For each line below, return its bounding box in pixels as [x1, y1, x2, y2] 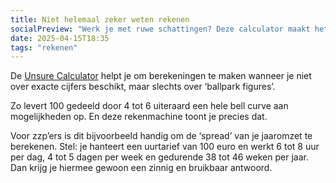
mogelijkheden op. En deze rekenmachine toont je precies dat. [10, 111, 268, 123]
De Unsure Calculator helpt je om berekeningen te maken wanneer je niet [10, 70, 312, 82]
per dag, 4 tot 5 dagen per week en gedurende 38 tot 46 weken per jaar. [10, 151, 309, 163]
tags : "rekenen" [10, 42, 78, 53]
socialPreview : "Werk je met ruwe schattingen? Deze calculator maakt [10, 24, 311, 34]
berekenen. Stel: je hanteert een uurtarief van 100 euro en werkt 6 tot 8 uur [10, 141, 320, 153]
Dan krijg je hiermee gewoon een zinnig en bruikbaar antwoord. [10, 162, 273, 174]
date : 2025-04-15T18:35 [10, 33, 110, 43]
